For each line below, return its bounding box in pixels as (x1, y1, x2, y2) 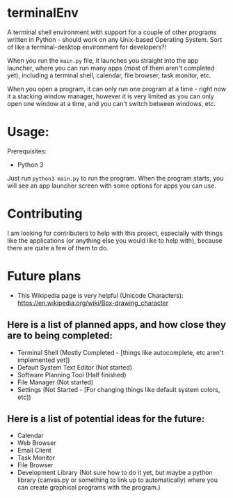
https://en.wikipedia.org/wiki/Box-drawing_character (17, 299, 169, 307)
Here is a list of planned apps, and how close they (7, 319, 226, 331)
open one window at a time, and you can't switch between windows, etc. (7, 99, 216, 107)
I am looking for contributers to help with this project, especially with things (7, 229, 223, 237)
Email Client (17, 446, 52, 455)
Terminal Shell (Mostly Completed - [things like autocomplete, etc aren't (17, 348, 224, 356)
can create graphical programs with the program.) (17, 483, 161, 492)
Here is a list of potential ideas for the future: (7, 413, 205, 425)
